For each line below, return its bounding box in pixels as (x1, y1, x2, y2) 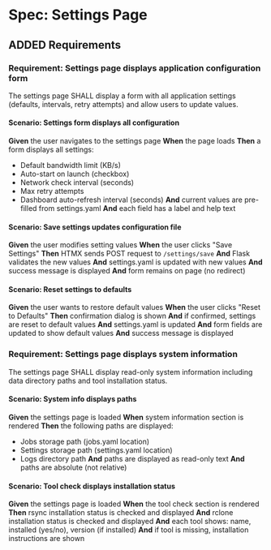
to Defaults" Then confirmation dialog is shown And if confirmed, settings (8, 311, 256, 321)
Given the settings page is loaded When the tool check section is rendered (8, 499, 260, 509)
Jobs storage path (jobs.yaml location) (19, 436, 150, 446)
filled (19, 204, 37, 213)
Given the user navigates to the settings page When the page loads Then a (8, 136, 261, 146)
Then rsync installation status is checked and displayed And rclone (8, 508, 234, 518)
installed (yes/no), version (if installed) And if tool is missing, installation (8, 525, 249, 535)
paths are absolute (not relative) (19, 462, 127, 472)
